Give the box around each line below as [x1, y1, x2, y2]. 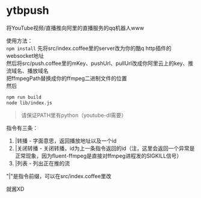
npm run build [6, 94, 42, 100]
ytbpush [6, 4, 49, 17]
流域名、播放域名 [6, 67, 49, 74]
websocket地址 [6, 52, 44, 59]
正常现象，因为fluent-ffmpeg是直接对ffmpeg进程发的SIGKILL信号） [14, 152, 182, 159]
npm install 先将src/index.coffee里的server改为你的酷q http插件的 [6, 45, 172, 52]
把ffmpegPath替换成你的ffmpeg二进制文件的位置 [6, 75, 128, 82]
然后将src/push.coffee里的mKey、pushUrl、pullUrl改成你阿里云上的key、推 [6, 60, 194, 67]
